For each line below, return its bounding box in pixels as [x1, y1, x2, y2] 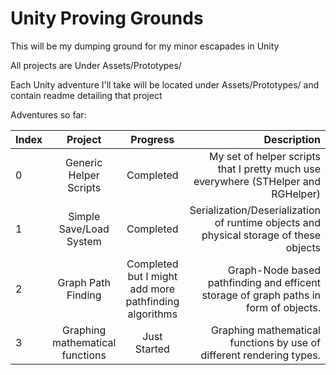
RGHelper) [271, 187, 321, 201]
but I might [127, 269, 178, 283]
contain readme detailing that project [10, 89, 163, 101]
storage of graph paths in [201, 288, 321, 302]
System [66, 234, 102, 248]
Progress [130, 132, 175, 146]
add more [129, 282, 176, 296]
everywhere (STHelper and [193, 174, 321, 188]
